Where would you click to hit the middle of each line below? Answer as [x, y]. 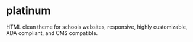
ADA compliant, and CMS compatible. [52, 33]
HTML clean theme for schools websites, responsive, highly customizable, [97, 27]
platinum [28, 11]
